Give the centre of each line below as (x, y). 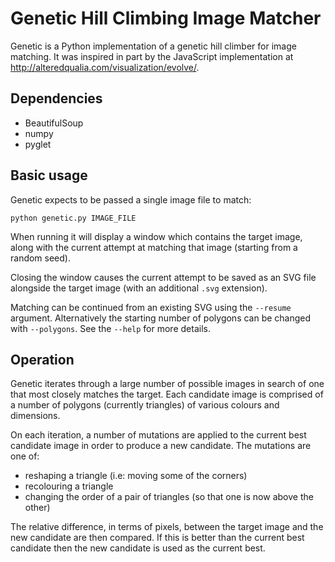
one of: (25, 456)
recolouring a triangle (69, 486)
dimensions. (35, 416)
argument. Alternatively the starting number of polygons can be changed (161, 318)
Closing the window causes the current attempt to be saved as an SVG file (163, 277)
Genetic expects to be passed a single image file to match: (131, 199)
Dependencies (56, 98)
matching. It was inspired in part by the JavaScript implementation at (152, 56)
